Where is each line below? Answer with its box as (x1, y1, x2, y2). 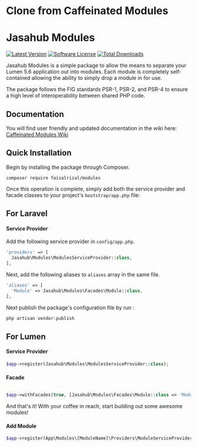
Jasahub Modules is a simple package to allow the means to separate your (6, 62, 186, 69)
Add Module (6, 422, 37, 429)
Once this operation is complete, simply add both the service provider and (6, 185, 186, 192)
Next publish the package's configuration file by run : (6, 304, 135, 311)
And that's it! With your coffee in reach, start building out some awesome (6, 403, 183, 410)
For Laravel (6, 209, 48, 219)
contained (6, 75, 30, 82)
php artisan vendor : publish (6, 315, 75, 321)
